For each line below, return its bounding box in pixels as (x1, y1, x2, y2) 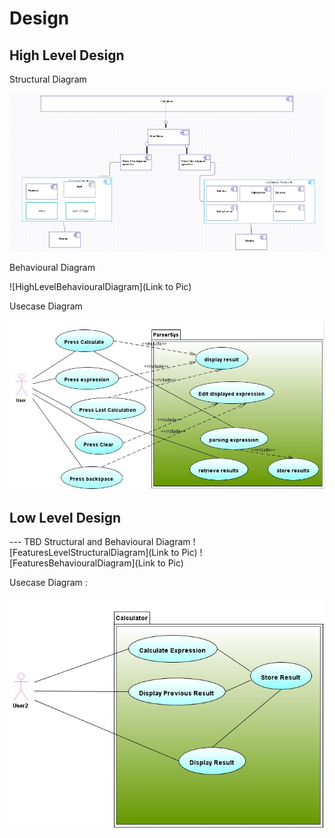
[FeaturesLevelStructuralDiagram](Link (9, 547, 169, 559)
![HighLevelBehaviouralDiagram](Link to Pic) (9, 281, 192, 293)
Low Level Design (9, 509, 122, 526)
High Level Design (9, 47, 125, 64)
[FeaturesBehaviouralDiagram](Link (9, 557, 156, 569)
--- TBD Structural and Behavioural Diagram (9, 536, 191, 548)
